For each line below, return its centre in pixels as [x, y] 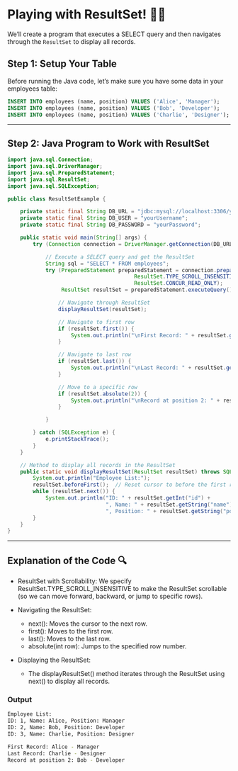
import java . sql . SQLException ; [53, 186]
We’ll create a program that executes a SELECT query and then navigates [114, 34]
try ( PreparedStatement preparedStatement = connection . [131, 270]
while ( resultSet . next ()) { [74, 492]
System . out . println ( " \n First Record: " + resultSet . [150, 335]
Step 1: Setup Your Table [62, 64]
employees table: [33, 89]
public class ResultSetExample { [57, 199]
